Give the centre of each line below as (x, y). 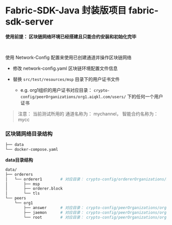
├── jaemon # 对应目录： (54, 212)
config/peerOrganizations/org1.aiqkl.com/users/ (73, 97)
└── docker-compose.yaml (32, 150)
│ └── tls (23, 193)
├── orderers (19, 174)
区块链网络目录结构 (29, 134)
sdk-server (29, 22)
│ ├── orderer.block (34, 189)
